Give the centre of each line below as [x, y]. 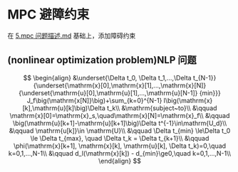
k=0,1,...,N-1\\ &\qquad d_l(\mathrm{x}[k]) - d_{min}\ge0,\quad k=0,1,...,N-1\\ [120, 153]
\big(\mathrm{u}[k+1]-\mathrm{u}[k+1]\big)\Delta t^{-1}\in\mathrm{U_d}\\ [119, 123]
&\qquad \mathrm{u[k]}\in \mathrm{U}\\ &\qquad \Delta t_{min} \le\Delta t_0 [120, 130]
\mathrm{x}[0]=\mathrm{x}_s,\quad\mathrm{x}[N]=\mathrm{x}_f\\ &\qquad [120, 115]
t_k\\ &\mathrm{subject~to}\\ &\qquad [162, 108]
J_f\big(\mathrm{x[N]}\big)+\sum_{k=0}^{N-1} [94, 100]
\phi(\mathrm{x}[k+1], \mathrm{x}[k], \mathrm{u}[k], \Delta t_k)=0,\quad [120, 146]
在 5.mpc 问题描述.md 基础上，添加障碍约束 [72, 36]
